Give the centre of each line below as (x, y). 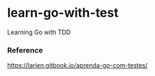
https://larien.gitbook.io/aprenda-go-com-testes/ (77, 66)
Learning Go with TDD (39, 32)
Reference (25, 50)
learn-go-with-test (63, 13)
